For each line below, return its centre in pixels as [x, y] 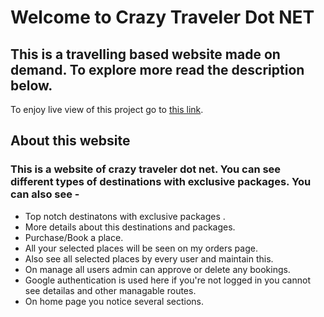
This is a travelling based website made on [145, 54]
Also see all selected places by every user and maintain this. [149, 258]
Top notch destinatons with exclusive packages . [125, 216]
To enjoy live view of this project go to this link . [107, 109]
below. [31, 85]
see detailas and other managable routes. [110, 290]
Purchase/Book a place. [74, 237]
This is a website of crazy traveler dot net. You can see [146, 169]
